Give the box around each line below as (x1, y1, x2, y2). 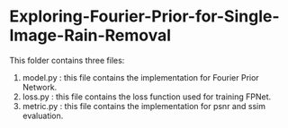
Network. (22, 81, 58, 92)
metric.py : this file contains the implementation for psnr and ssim (22, 100, 265, 111)
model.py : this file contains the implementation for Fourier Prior (22, 72, 259, 82)
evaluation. (22, 110, 64, 121)
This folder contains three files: (9, 55, 125, 65)
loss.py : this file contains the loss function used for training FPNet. (22, 91, 272, 102)
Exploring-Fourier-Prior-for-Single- (9, 6, 280, 27)
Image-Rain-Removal (9, 25, 172, 46)
